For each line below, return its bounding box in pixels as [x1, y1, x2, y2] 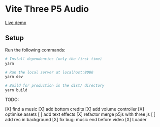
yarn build [5, 88, 28, 93]
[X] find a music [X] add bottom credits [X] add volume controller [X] [5, 106, 144, 112]
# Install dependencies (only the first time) [5, 56, 102, 61]
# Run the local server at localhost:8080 [5, 70, 94, 75]
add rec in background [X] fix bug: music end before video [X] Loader [5, 117, 147, 122]
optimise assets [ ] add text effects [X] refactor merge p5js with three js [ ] [5, 111, 156, 117]
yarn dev [5, 75, 23, 79]
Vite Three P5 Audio [5, 3, 89, 15]
